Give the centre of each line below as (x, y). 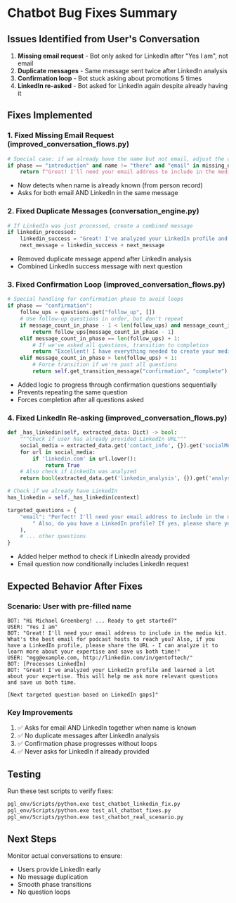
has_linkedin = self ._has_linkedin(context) (73, 498)
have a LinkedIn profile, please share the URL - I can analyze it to (113, 645)
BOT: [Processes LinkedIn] (47, 664)
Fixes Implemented (50, 115)
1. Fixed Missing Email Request (61, 135)
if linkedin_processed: (42, 232)
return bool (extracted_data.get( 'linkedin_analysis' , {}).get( (114, 478)
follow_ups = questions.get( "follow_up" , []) (88, 312)
